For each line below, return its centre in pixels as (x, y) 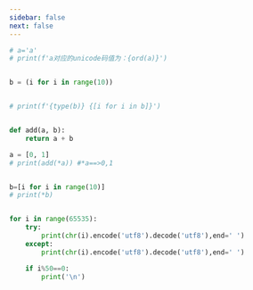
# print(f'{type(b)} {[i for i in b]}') (86, 107)
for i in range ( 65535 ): (53, 220)
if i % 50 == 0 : (47, 269)
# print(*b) (31, 195)
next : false (31, 26)
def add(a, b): (37, 130)
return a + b (49, 138)
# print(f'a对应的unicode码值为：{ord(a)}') (88, 59)
